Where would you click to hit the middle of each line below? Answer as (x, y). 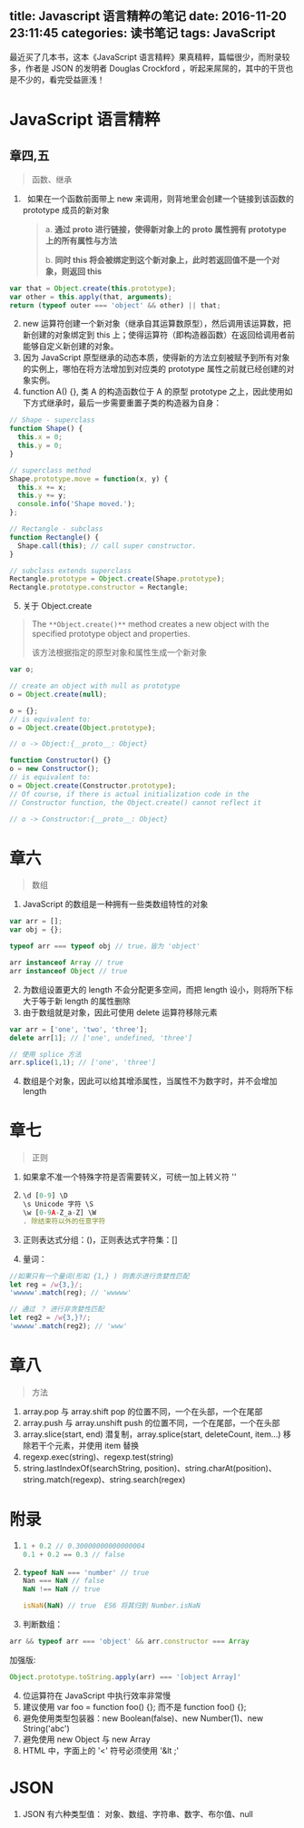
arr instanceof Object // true (69, 971)
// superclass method (50, 470)
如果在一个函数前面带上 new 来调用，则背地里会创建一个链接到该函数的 (161, 199)
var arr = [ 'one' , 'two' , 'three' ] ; (78, 1029)
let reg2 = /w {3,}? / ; (50, 1318)
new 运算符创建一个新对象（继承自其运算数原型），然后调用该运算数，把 (157, 324)
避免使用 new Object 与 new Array (87, 1739)
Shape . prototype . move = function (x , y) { (89, 479)
